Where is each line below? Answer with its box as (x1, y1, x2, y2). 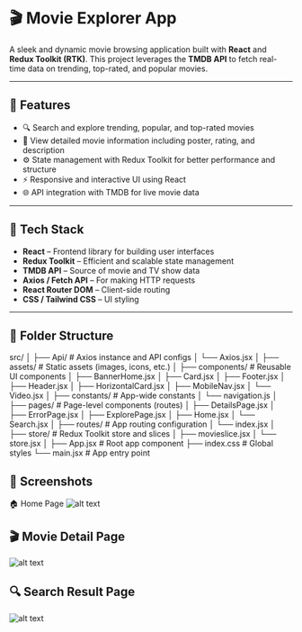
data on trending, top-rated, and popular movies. (27, 63, 209, 74)
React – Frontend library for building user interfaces (22, 246, 215, 257)
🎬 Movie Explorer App (9, 8, 177, 29)
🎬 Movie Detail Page (9, 528, 126, 544)
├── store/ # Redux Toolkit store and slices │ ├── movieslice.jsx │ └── (9, 429, 277, 439)
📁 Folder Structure (9, 328, 114, 343)
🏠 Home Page (9, 498, 65, 510)
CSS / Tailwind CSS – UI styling (22, 293, 139, 304)
